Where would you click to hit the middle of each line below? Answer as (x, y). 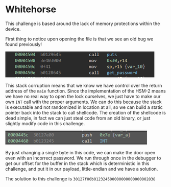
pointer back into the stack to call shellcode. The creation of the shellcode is (86, 112)
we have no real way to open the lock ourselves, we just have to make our (83, 96)
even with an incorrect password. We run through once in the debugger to (83, 158)
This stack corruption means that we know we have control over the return (84, 85)
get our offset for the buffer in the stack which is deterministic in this (77, 163)
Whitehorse (31, 9)
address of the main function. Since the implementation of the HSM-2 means (86, 91)
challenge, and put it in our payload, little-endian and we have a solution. (82, 169)
